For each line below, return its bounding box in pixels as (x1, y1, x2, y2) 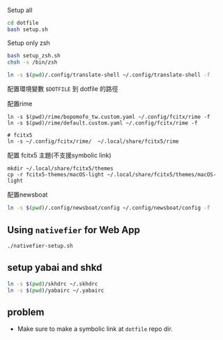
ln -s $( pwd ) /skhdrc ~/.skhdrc (7, 280, 98, 288)
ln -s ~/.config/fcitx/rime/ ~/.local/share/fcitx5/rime (7, 138, 179, 146)
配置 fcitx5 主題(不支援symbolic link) (7, 151, 111, 160)
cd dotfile (7, 20, 39, 27)
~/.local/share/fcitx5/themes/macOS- (107, 171, 217, 178)
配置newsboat (7, 190, 48, 199)
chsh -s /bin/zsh (7, 59, 58, 66)
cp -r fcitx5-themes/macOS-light (7, 171, 105, 178)
